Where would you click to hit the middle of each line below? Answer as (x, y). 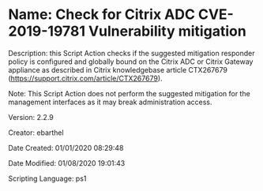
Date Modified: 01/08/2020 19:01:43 (67, 163)
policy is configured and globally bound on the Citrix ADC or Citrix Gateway (131, 62)
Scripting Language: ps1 (47, 178)
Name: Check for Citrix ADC (102, 15)
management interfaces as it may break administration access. (110, 102)
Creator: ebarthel (36, 133)
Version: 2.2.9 (31, 117)
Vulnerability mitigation (167, 31)
